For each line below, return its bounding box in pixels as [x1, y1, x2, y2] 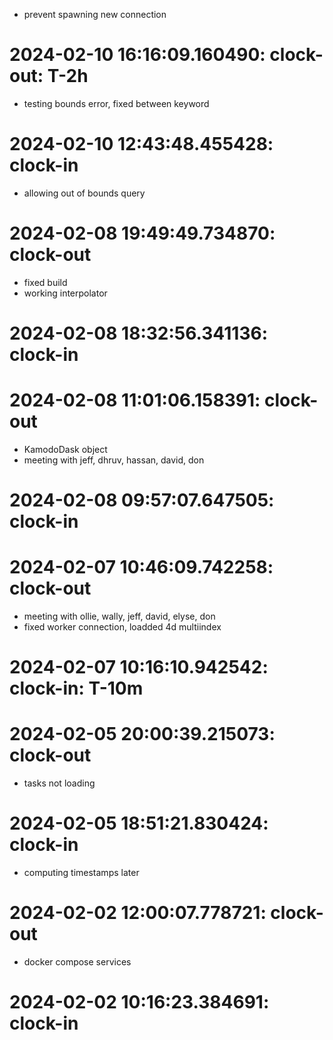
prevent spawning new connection [23, 9, 167, 20]
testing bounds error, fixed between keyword [23, 97, 210, 109]
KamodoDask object [23, 443, 108, 455]
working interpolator [23, 287, 108, 299]
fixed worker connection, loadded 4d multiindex [23, 621, 222, 633]
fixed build [23, 276, 68, 288]
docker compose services [23, 956, 132, 968]
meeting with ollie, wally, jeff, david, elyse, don [23, 610, 216, 623]
